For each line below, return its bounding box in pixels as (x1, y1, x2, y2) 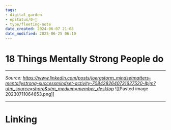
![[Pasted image (115, 85, 149, 92)
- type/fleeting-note (5, 21, 51, 27)
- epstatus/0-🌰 (5, 17, 38, 22)
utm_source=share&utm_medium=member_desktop (5, 85, 115, 92)
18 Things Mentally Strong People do (5, 53, 164, 65)
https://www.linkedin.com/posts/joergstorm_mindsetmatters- (22, 74, 151, 81)
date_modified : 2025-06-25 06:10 (5, 31, 76, 36)
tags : (5, 7, 17, 13)
